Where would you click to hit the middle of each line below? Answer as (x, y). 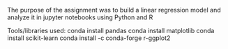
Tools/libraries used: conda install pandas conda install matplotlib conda (111, 31)
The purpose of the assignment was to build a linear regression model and (114, 10)
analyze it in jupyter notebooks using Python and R (80, 17)
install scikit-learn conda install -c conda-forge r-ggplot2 (89, 38)
